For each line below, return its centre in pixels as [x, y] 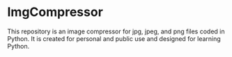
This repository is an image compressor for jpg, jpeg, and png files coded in [116, 31]
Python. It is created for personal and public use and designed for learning [114, 38]
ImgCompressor [55, 12]
